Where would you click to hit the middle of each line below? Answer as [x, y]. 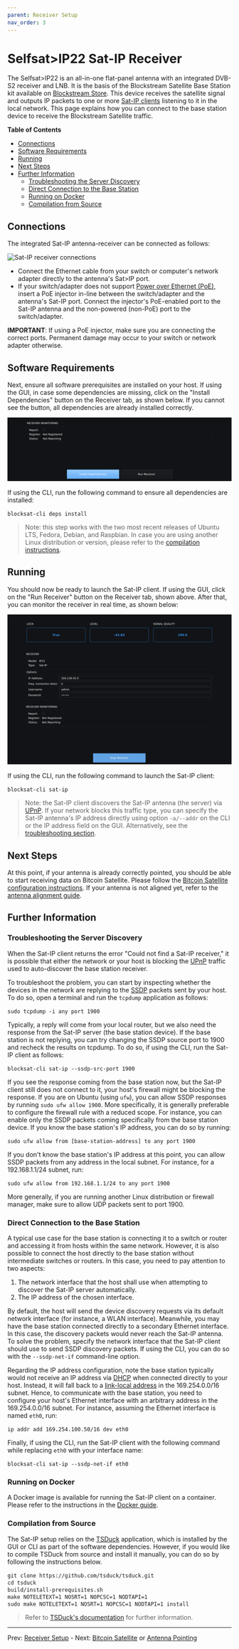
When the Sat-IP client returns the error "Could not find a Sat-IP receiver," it [118, 953]
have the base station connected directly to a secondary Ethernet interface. [118, 1326]
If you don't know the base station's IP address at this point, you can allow [116, 1154]
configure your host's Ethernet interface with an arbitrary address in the [113, 1401]
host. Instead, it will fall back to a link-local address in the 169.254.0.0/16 [113, 1385]
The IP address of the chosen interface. [76, 1298]
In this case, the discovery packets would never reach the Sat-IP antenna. [116, 1334]
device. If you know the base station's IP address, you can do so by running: [119, 1127]
